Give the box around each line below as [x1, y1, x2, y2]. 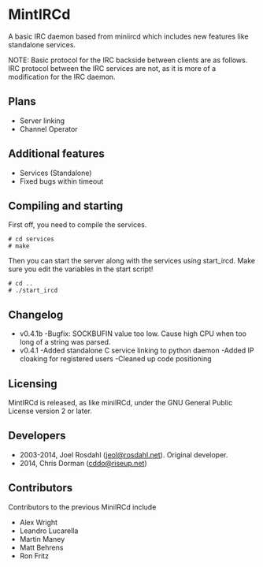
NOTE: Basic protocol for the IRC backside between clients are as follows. [8, 55, 248, 65]
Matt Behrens [19, 543, 64, 552]
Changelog [8, 308, 64, 321]
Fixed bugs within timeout [19, 176, 104, 186]
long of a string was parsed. [19, 338, 111, 347]
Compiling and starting [8, 199, 124, 212]
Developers [8, 429, 66, 442]
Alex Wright [19, 517, 57, 527]
